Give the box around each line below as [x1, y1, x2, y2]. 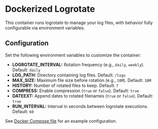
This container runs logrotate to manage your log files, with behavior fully [5, 20, 153, 26]
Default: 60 [12, 108, 34, 114]
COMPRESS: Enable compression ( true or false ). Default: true [12, 87, 139, 94]
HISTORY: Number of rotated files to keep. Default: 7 [12, 82, 119, 88]
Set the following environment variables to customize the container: [5, 52, 141, 58]
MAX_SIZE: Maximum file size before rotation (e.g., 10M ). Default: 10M [12, 77, 152, 83]
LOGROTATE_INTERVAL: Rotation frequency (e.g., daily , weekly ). [12, 61, 145, 67]
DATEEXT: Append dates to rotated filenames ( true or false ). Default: [12, 93, 153, 99]
